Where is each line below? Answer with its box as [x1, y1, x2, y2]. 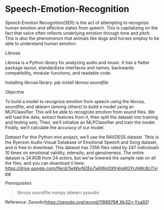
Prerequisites [5, 180, 32, 186]
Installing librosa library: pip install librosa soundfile [5, 79, 109, 85]
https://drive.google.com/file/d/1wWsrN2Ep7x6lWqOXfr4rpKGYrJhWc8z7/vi [5, 165, 158, 171]
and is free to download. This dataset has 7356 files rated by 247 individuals [5, 144, 159, 150]
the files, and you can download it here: [5, 160, 85, 166]
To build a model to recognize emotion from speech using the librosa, [5, 98, 145, 104]
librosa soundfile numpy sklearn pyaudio [17, 189, 99, 195]
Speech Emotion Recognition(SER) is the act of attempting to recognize [5, 20, 149, 26]
